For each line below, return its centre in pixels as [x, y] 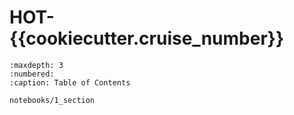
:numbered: [32, 74]
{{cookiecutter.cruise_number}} [147, 38]
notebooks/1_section [52, 100]
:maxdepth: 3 [36, 65]
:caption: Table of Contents [70, 82]
